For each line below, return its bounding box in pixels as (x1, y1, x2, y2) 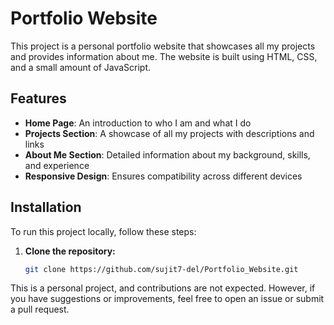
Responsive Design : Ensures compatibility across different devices (24, 170, 303, 182)
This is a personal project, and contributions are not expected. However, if (10, 282, 316, 294)
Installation (10, 199, 82, 216)
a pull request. (10, 303, 70, 316)
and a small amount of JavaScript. (10, 61, 152, 73)
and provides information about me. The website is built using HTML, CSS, (10, 50, 318, 62)
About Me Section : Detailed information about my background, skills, (24, 148, 311, 161)
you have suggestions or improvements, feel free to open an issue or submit (10, 293, 325, 305)
